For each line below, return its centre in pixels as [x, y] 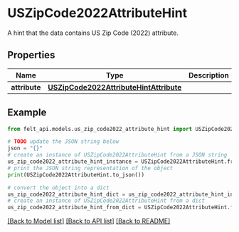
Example [27, 113]
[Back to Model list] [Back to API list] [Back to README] [89, 221]
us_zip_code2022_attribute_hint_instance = [73, 162]
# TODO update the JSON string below [63, 142]
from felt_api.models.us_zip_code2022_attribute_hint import [100, 129]
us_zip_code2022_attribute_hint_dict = [67, 194]
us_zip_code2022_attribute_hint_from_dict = [74, 208]
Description [208, 75]
